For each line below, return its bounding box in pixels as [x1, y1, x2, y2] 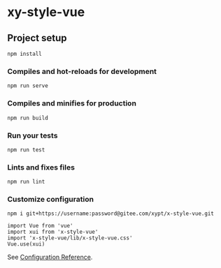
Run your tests [7, 131, 58, 140]
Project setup [7, 32, 68, 44]
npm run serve [7, 82, 49, 89]
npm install [7, 50, 42, 57]
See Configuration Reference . [7, 253, 93, 262]
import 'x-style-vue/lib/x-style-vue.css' [7, 234, 133, 241]
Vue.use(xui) [7, 241, 45, 248]
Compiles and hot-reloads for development [7, 66, 157, 76]
